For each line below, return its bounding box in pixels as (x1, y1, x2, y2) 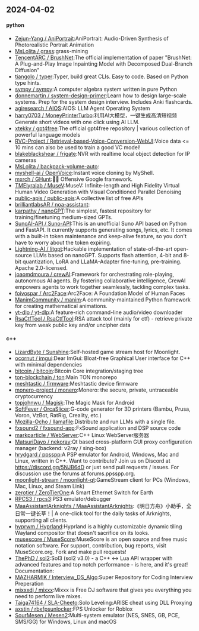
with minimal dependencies (14, 361, 82, 368)
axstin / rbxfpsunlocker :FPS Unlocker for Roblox (14, 605, 133, 612)
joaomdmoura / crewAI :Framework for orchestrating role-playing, (14, 270, 174, 278)
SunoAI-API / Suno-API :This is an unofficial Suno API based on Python (14, 220, 187, 227)
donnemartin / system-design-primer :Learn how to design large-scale (14, 92, 187, 99)
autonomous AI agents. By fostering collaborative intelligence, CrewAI (14, 277, 186, 284)
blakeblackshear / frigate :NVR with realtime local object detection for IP (14, 150, 190, 157)
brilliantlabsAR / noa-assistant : (14, 201, 90, 208)
